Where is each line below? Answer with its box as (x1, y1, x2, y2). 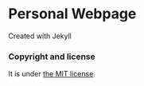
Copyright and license (8, 51, 95, 62)
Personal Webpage (8, 5, 137, 23)
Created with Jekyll (8, 31, 72, 41)
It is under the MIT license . (8, 69, 95, 79)
